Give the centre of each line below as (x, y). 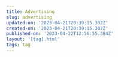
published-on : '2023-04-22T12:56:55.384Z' (60, 34)
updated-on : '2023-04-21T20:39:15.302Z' (58, 23)
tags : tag (19, 45)
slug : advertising (29, 17)
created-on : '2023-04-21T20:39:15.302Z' (58, 28)
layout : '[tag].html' (33, 39)
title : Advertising (31, 12)
